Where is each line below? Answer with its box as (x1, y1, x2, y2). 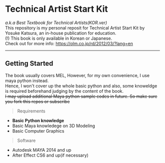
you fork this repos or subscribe (5, 98, 70, 104)
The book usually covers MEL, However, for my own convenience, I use (5, 72, 150, 78)
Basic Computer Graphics (12, 128, 65, 134)
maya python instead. (5, 78, 49, 83)
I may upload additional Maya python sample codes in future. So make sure (5, 93, 158, 99)
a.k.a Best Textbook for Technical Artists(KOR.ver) (5, 20, 107, 26)
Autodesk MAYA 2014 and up (12, 147, 72, 153)
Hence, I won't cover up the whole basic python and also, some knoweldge (5, 82, 157, 89)
